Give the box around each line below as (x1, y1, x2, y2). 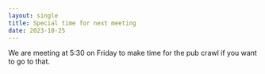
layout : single (8, 11, 59, 20)
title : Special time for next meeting (8, 19, 136, 27)
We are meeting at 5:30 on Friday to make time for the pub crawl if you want (8, 49, 258, 58)
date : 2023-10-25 (8, 26, 66, 34)
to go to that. (8, 56, 50, 66)
